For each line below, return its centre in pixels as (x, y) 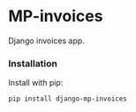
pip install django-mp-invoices (68, 99)
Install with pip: (36, 83)
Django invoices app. (46, 41)
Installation (33, 63)
